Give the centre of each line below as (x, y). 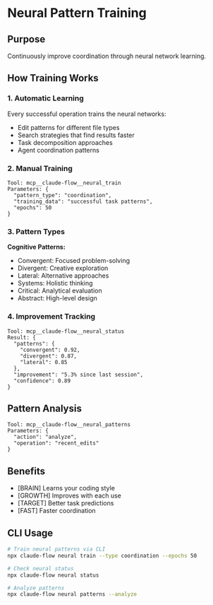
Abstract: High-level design (57, 298)
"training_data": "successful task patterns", (83, 201)
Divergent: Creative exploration (63, 268)
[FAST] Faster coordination (57, 511)
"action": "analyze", (45, 437)
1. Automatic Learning (46, 98)
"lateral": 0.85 (44, 362)
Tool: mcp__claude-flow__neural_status (66, 331)
